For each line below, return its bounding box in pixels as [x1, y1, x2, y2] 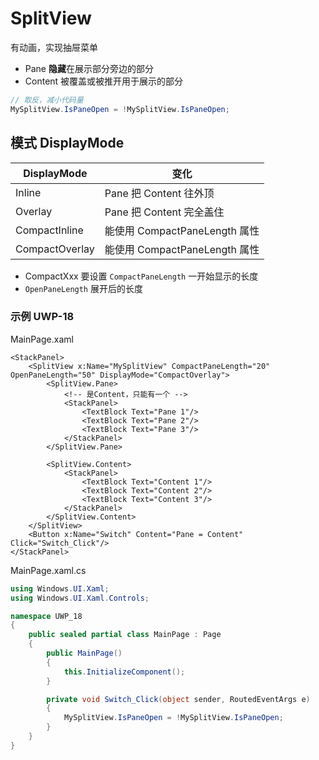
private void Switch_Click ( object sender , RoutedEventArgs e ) [46, 694, 311, 704]
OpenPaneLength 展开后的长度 [24, 282, 143, 294]
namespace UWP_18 [10, 611, 83, 621]
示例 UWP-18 [10, 310, 75, 324]
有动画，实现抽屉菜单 [10, 41, 98, 53]
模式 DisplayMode [10, 135, 125, 152]
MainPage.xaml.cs [10, 564, 87, 576]
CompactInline [15, 223, 84, 237]
